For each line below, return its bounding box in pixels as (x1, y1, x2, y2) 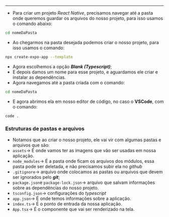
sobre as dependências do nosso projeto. (12, 184, 99, 191)
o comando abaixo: (12, 21, 53, 27)
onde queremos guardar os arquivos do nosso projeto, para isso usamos (12, 16, 163, 21)
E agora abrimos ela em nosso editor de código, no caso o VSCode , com (12, 98, 164, 104)
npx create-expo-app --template (5, 54, 73, 59)
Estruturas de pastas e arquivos (5, 125, 84, 132)
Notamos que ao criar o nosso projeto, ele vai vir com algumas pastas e (12, 137, 161, 143)
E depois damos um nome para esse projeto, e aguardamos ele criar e (12, 69, 158, 75)
